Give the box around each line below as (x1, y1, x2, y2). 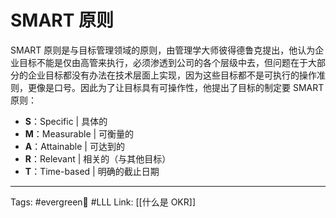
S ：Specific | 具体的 (24, 115, 108, 127)
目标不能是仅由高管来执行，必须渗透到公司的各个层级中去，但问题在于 (18, 56, 308, 68)
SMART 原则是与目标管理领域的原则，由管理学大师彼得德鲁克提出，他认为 (10, 44, 316, 56)
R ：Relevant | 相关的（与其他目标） (24, 152, 172, 165)
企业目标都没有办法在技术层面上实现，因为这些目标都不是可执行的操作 (27, 69, 317, 81)
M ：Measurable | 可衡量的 (24, 127, 135, 140)
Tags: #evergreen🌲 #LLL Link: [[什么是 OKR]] (10, 196, 196, 208)
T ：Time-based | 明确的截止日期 (24, 165, 160, 177)
